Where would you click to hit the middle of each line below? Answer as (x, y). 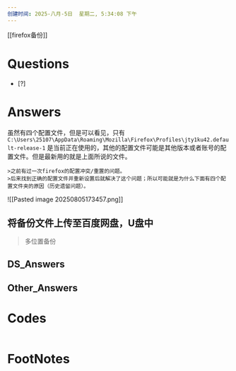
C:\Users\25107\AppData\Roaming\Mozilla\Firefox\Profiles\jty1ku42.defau (118, 140)
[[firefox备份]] (28, 35)
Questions (38, 64)
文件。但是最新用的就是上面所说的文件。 (72, 156)
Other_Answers (42, 288)
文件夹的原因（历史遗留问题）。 (51, 186)
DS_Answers (36, 264)
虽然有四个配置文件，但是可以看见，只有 (66, 132)
